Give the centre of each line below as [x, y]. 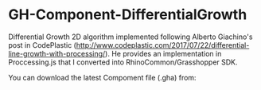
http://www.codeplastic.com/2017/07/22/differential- [163, 45]
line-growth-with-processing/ [57, 53]
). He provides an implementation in [163, 53]
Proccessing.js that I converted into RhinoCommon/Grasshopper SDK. [123, 62]
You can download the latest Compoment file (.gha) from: [102, 77]
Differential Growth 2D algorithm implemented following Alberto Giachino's [130, 37]
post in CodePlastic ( [43, 45]
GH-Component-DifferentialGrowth [128, 15]
